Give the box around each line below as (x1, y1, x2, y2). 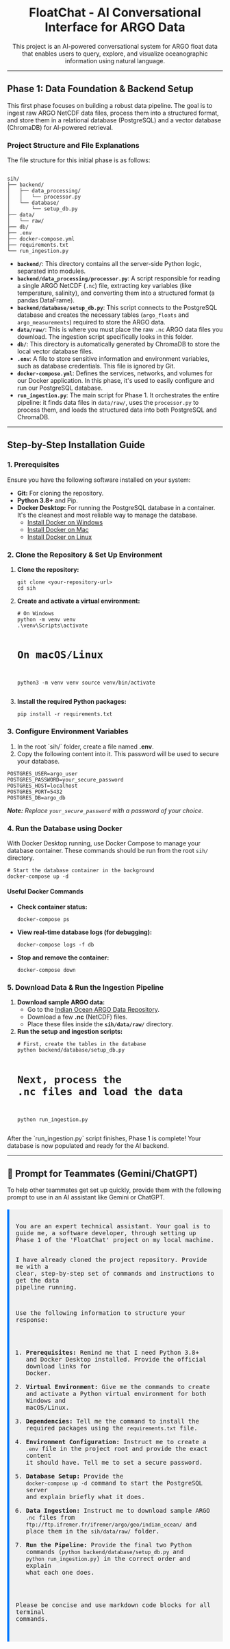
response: (16, 1316, 49, 1324)
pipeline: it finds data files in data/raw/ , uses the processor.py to (16, 399, 199, 407)
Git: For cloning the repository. (16, 489, 104, 497)
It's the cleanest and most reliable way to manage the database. (16, 511, 198, 519)
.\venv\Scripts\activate (16, 622, 88, 630)
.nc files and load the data (16, 1085, 183, 1098)
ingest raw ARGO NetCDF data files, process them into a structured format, (7, 109, 219, 117)
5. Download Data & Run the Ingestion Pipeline (7, 983, 164, 992)
